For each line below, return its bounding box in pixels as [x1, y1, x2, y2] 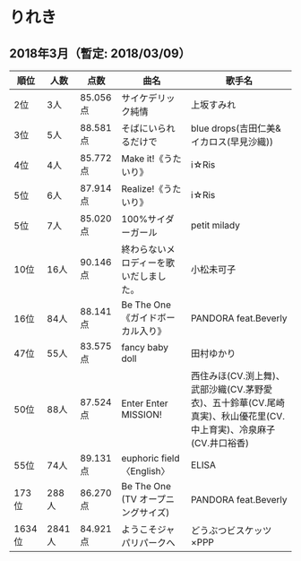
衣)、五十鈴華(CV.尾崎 [191, 397, 285, 409]
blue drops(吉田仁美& [191, 122, 281, 134]
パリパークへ [121, 537, 176, 548]
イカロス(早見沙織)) [191, 135, 274, 148]
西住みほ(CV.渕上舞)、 [191, 370, 285, 382]
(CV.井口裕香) [191, 437, 249, 449]
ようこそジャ [121, 523, 176, 535]
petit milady [191, 220, 240, 231]
